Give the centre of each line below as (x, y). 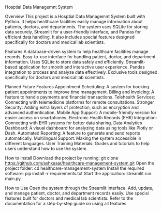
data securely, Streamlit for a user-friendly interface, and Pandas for (73, 32)
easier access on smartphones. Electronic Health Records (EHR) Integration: (81, 118)
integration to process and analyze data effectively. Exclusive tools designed (81, 72)
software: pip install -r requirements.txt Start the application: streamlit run (78, 173)
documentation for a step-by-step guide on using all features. (66, 203)
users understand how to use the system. (46, 148)
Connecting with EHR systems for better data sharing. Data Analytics (74, 123)
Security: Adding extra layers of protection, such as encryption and (72, 107)
